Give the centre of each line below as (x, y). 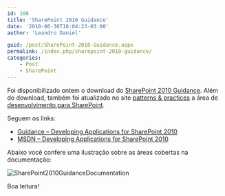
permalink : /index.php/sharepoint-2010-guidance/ (80, 52)
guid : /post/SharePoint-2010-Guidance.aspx (71, 45)
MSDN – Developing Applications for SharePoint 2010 (93, 139)
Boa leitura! (23, 186)
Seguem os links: (32, 118)
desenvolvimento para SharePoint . (56, 105)
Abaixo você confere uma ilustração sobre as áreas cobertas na (98, 152)
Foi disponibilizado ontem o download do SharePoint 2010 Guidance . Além (113, 90)
